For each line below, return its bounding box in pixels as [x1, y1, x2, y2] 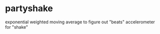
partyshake [5, 3, 53, 14]
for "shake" [5, 24, 28, 30]
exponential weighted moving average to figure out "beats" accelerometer [5, 19, 156, 25]
